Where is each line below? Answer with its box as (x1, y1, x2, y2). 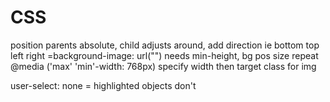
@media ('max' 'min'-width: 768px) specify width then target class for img (10, 60, 317, 72)
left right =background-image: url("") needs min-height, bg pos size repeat (10, 49, 319, 61)
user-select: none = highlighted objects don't (10, 79, 197, 91)
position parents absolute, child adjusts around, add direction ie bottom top (10, 39, 320, 51)
